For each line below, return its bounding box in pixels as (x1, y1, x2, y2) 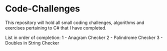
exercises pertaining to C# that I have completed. (5, 24, 106, 30)
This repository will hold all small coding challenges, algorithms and (5, 19, 144, 25)
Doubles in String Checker (5, 39, 59, 45)
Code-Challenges (5, 3, 80, 14)
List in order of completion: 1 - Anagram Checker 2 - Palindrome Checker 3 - (5, 34, 163, 40)
